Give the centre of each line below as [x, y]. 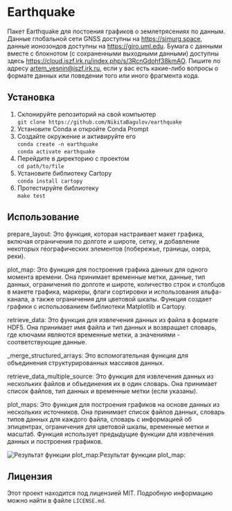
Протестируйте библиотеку [58, 187]
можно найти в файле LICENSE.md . [56, 501]
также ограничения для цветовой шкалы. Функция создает [124, 299]
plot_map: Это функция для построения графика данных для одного [107, 269]
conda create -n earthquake [57, 144]
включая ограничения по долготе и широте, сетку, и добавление [104, 241]
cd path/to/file [41, 166]
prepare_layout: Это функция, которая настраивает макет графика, [106, 234]
